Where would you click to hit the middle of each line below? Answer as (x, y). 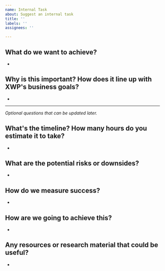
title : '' (15, 19)
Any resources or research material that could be (82, 245)
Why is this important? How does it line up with (79, 79)
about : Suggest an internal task (39, 14)
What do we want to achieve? (51, 52)
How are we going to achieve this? (58, 218)
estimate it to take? (35, 136)
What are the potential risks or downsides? (72, 163)
